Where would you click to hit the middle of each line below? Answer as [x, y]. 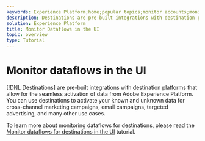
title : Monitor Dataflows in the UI [53, 29]
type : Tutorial [26, 40]
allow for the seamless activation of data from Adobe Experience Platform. [100, 94]
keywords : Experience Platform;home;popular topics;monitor [85, 12]
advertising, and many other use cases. [56, 113]
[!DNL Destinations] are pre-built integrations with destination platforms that [102, 87]
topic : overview [27, 35]
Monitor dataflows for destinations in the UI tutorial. [71, 131]
